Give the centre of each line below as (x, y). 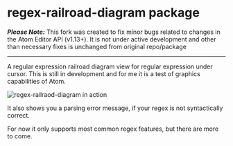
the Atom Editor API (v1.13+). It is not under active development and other (112, 39)
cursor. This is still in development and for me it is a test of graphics (104, 73)
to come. (20, 136)
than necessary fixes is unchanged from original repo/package (97, 46)
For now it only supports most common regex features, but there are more (113, 129)
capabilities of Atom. (36, 81)
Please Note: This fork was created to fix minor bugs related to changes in (114, 32)
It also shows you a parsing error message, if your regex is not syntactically (115, 108)
